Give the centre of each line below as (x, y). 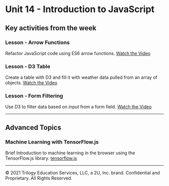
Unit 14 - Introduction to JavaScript (80, 9)
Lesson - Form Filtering (34, 96)
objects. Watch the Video (31, 83)
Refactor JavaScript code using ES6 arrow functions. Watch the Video (78, 53)
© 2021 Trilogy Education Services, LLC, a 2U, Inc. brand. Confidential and (82, 173)
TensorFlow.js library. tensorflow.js (41, 158)
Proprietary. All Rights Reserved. (39, 178)
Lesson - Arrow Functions (37, 42)
